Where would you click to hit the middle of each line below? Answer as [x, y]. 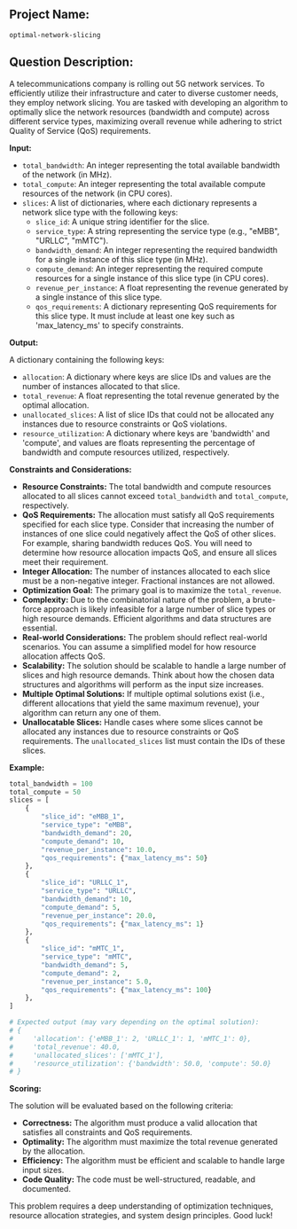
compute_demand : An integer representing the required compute [149, 269]
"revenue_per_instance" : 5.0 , [97, 982]
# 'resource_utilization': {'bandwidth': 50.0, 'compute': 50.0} [141, 1063]
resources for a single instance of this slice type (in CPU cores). [152, 278]
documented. [46, 1189]
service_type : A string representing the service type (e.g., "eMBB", [157, 231]
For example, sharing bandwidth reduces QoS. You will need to [137, 543]
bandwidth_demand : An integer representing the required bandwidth [156, 250]
